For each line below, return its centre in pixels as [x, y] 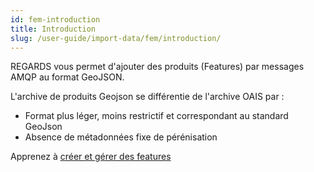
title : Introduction [53, 29]
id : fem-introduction [55, 19]
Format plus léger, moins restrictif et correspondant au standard [156, 116]
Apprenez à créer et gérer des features [91, 157]
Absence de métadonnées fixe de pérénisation [121, 137]
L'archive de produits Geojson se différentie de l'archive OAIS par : [147, 97]
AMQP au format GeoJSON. [67, 77]
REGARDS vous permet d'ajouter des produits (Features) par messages [157, 67]
